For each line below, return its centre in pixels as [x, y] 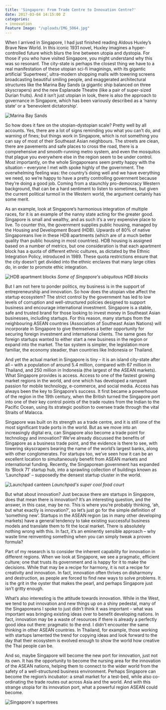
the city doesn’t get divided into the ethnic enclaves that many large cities [81, 262]
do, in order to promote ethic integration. [47, 267]
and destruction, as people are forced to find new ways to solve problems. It [83, 578]
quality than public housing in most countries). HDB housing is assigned [79, 241]
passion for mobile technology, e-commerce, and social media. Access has [82, 386]
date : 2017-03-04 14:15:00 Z [35, 14]
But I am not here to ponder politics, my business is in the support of [75, 286]
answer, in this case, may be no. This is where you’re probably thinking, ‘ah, [83, 505]
